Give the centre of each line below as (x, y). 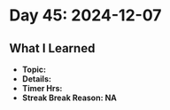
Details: (36, 79)
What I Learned (52, 48)
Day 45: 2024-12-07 (85, 16)
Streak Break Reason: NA (70, 98)
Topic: (34, 69)
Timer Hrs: (42, 88)
